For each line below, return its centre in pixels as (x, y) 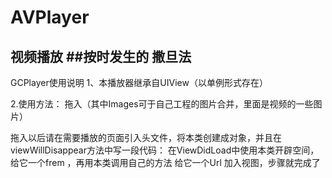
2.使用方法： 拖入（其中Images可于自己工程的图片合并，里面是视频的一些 (162, 104)
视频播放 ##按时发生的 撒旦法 (101, 56)
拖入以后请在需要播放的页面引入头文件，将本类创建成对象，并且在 (146, 137)
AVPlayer (50, 17)
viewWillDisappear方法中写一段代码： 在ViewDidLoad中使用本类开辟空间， (165, 150)
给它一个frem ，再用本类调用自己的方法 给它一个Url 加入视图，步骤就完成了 (165, 162)
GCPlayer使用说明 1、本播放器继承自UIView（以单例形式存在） (139, 82)
